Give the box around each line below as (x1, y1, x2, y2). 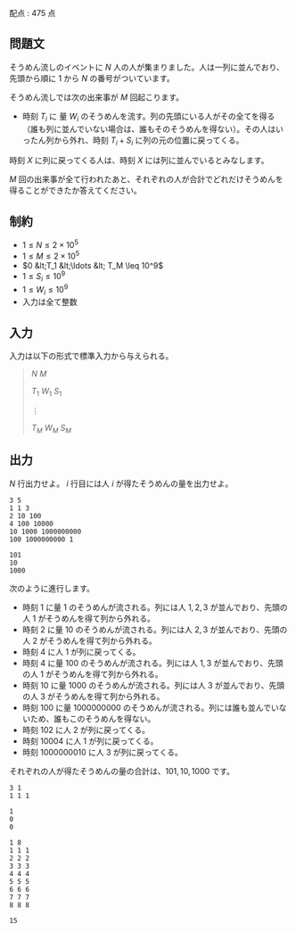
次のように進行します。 (9, 582, 95, 593)
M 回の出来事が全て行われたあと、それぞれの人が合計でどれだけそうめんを (9, 174, 284, 185)
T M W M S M (30, 423, 72, 435)
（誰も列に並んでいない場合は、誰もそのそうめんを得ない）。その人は (21, 123, 276, 134)
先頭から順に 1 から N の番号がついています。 (9, 72, 176, 83)
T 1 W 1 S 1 (30, 386, 62, 399)
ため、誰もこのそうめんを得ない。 (29, 713, 156, 724)
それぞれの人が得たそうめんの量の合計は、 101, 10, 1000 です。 (9, 765, 234, 776)
